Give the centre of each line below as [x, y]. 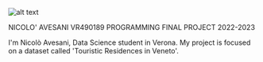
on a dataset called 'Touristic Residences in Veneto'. [93, 51]
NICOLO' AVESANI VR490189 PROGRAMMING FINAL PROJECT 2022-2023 [132, 27]
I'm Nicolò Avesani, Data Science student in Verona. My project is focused [130, 42]
